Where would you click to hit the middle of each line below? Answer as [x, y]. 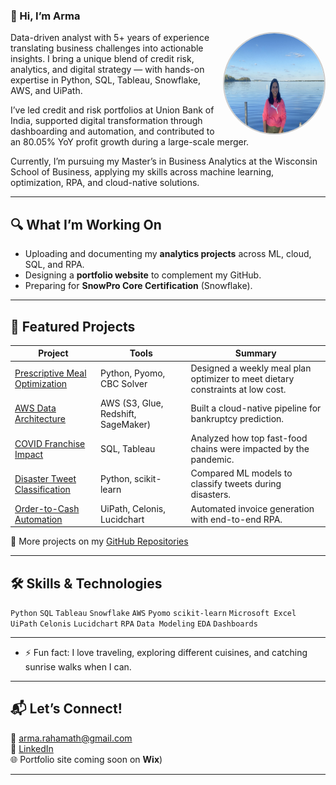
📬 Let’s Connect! [66, 709]
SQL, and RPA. [54, 265]
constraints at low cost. [238, 389]
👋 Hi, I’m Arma [45, 16]
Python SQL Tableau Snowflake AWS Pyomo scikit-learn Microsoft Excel [153, 613]
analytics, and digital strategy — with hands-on [107, 70]
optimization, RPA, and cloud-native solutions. [105, 183]
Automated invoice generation [252, 508]
